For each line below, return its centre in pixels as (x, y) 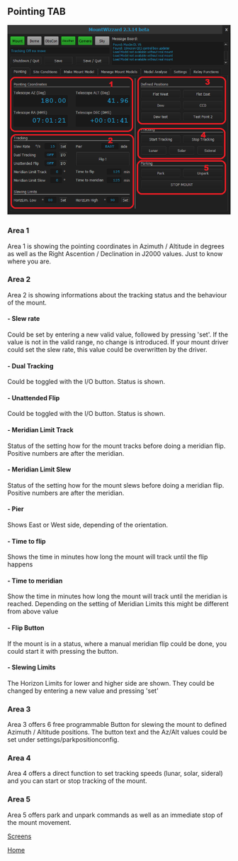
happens (20, 564)
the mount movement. (40, 822)
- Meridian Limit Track (40, 430)
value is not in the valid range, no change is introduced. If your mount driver (118, 342)
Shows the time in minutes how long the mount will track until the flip (108, 557)
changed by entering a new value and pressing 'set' (83, 691)
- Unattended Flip (34, 397)
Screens (19, 836)
